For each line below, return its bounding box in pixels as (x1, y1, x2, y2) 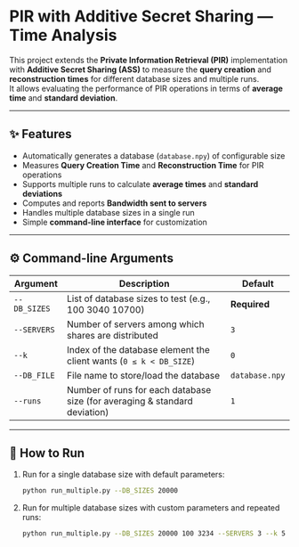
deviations (21, 188, 63, 199)
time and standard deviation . (9, 92, 118, 103)
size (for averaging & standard (66, 395, 193, 407)
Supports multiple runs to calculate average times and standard (21, 178, 259, 189)
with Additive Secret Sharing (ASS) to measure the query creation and (9, 64, 271, 75)
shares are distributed (66, 329, 158, 341)
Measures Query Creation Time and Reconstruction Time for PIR (21, 159, 264, 170)
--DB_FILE (13, 370, 55, 380)
